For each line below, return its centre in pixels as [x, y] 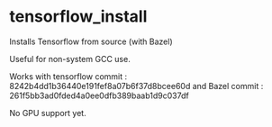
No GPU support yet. [48, 113]
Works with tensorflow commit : [68, 76]
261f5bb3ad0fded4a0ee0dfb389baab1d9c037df [99, 95]
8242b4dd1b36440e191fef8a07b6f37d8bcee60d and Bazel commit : [136, 86]
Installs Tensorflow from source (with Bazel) [91, 41]
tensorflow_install [78, 17]
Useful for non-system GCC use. [70, 59]
